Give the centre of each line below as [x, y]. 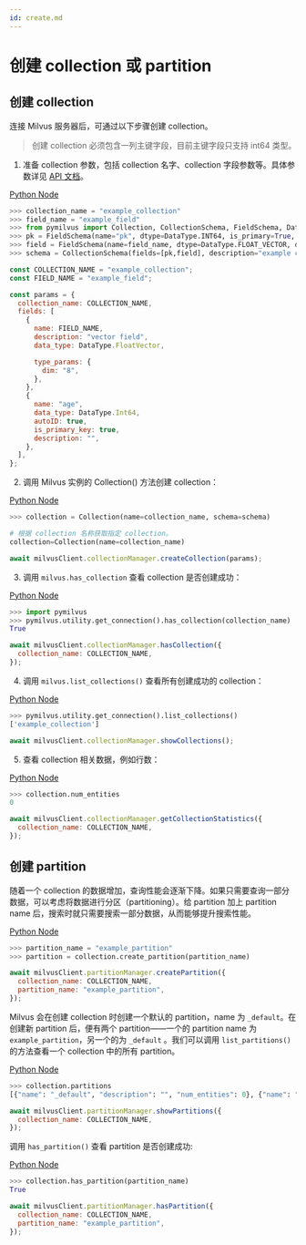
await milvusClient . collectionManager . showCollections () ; [122, 741]
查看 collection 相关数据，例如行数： [91, 759]
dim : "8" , [61, 370]
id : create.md [36, 18]
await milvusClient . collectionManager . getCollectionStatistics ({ [136, 819]
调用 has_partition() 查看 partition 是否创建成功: [101, 1147]
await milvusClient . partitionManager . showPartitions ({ [116, 1111]
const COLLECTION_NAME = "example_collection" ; [102, 270]
